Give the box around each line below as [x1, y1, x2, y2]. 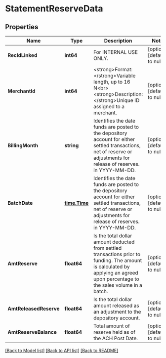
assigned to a [93, 103, 125, 110]
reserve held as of [93, 329, 136, 335]
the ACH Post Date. [93, 335, 138, 342]
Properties [5, 23, 39, 31]
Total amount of [93, 322, 130, 329]
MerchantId [7, 88, 36, 94]
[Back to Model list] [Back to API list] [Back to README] [5, 348, 119, 354]
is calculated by [93, 263, 130, 270]
